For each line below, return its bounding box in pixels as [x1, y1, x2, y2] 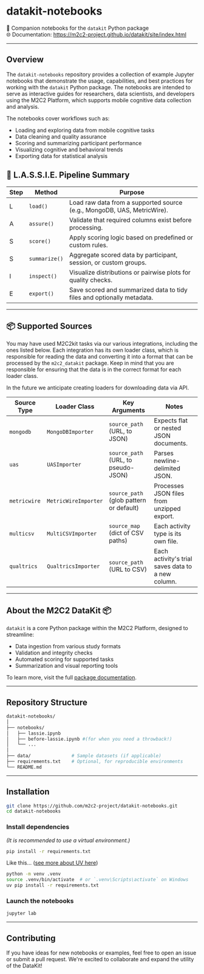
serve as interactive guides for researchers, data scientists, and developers [6, 90, 195, 97]
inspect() [29, 272, 58, 280]
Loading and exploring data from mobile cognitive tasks [15, 126, 155, 134]
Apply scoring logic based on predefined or [69, 233, 193, 241]
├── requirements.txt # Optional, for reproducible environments [6, 758, 183, 764]
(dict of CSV [109, 529, 144, 537]
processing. [69, 223, 103, 231]
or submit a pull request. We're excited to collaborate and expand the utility [6, 956, 194, 963]
